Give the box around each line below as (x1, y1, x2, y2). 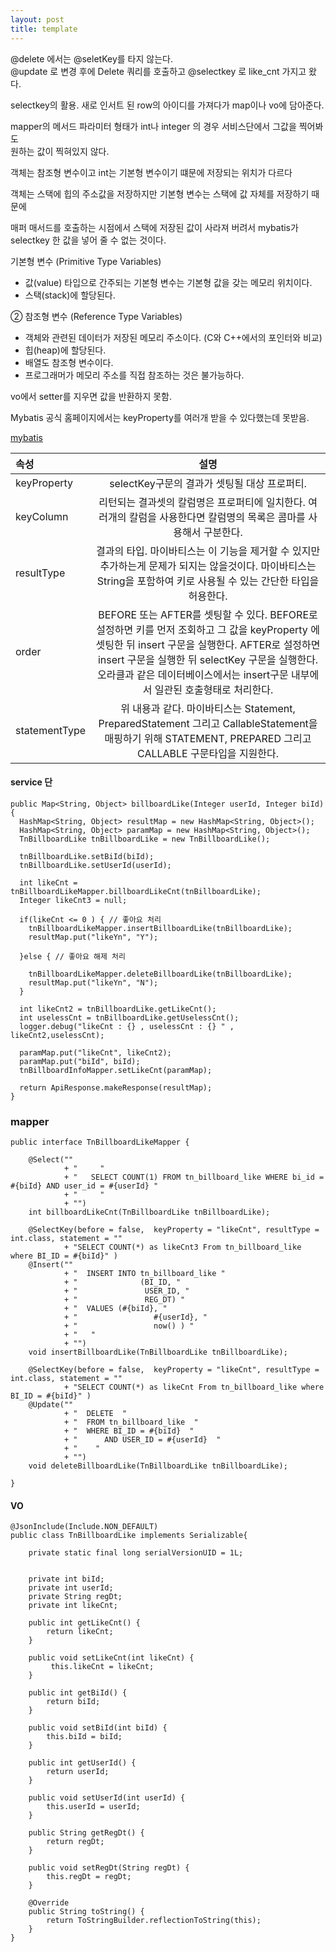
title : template (10, 24, 78, 34)
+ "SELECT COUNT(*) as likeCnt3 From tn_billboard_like (63, 1242, 302, 1252)
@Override (28, 1898, 70, 1908)
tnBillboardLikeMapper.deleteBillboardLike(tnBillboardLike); (28, 969, 293, 979)
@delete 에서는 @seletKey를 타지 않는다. (10, 52, 173, 65)
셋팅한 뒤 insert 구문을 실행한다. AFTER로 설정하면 (95, 637, 321, 651)
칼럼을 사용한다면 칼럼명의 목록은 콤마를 (128, 510, 306, 524)
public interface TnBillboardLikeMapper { (10, 1137, 190, 1147)
